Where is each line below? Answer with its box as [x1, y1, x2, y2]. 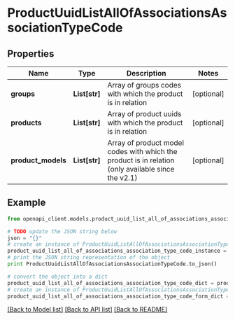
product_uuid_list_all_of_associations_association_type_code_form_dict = [7, 293, 230, 300]
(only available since [107, 165, 175, 174]
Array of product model [107, 138, 184, 148]
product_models [10, 155, 66, 165]
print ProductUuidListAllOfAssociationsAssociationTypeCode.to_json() [7, 260, 218, 267]
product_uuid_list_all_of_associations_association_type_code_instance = [7, 247, 227, 255]
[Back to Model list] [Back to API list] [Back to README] [7, 305, 168, 314]
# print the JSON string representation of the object [7, 254, 171, 261]
